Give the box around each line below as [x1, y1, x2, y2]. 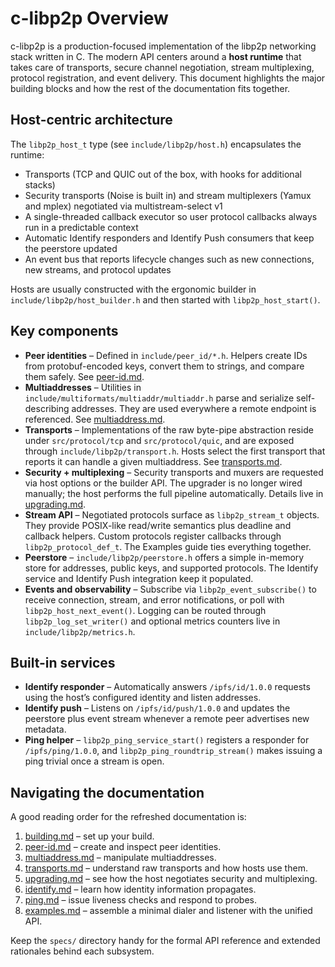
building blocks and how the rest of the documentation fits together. [10, 82, 291, 94]
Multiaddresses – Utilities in [24, 381, 142, 393]
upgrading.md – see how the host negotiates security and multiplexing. [24, 873, 318, 885]
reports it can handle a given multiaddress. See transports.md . [24, 455, 283, 467]
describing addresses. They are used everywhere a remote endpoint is [24, 402, 317, 414]
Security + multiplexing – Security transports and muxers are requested [24, 466, 324, 478]
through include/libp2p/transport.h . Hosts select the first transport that [24, 445, 326, 457]
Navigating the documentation [10, 784, 205, 801]
